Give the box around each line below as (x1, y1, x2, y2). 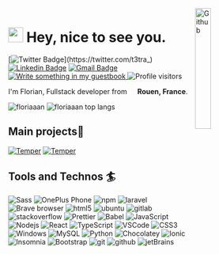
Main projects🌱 (8, 125, 85, 138)
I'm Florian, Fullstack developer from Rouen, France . (8, 86, 188, 96)
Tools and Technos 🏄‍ (8, 170, 116, 184)
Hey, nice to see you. (26, 28, 167, 47)
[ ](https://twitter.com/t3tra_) (8, 55, 153, 64)
